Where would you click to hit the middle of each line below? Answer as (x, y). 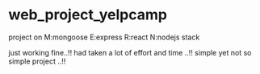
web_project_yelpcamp (88, 15)
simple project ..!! (37, 61)
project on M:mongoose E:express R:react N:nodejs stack (104, 37)
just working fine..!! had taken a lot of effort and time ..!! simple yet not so (130, 52)
